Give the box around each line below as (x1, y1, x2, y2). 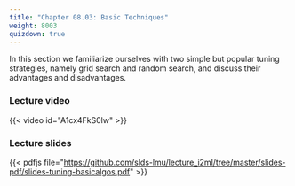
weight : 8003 (9, 21, 58, 30)
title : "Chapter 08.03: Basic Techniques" (9, 12, 169, 22)
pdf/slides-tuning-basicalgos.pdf (9, 166, 131, 177)
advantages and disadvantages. (9, 73, 127, 83)
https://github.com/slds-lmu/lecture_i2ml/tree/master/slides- (63, 157, 286, 167)
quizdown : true (9, 29, 66, 38)
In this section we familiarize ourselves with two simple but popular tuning (9, 54, 280, 65)
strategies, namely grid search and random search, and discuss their (9, 63, 261, 74)
